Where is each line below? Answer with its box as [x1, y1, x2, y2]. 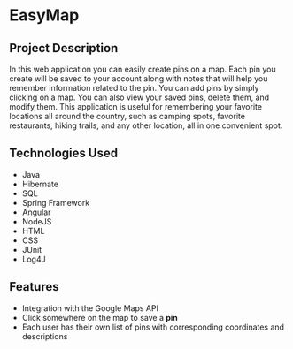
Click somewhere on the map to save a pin [21, 312, 179, 322]
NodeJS [21, 216, 52, 226]
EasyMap [9, 5, 80, 26]
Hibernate [21, 178, 59, 189]
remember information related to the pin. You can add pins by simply [9, 83, 259, 93]
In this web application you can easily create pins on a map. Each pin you [9, 64, 276, 74]
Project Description [9, 41, 119, 56]
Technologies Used [9, 146, 118, 161]
